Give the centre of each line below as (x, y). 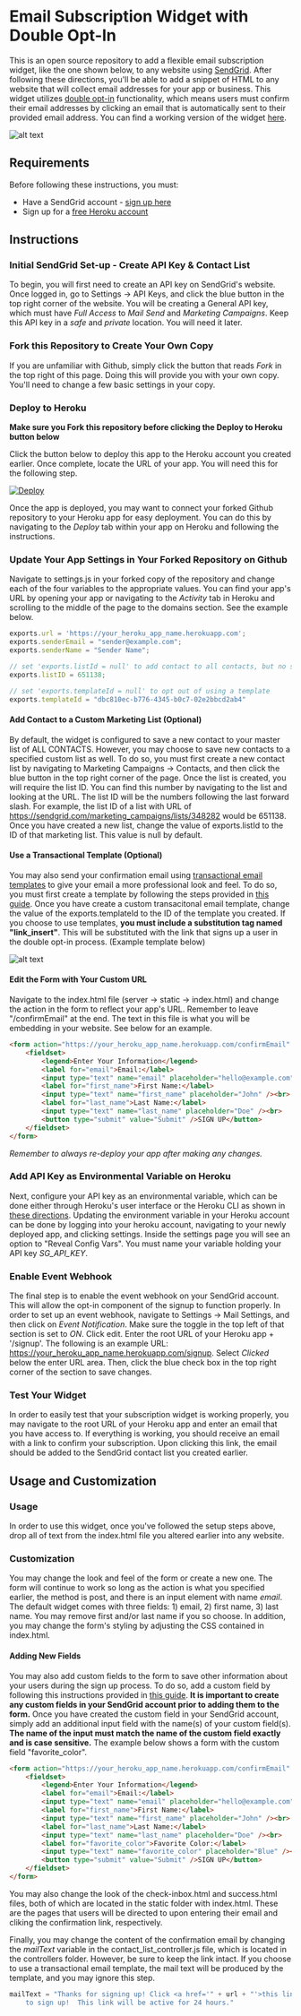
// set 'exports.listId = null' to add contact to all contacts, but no (148, 666)
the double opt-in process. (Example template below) (107, 942)
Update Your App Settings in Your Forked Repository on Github (149, 559)
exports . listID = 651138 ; (57, 675)
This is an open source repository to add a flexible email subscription (137, 60)
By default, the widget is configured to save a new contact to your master (145, 739)
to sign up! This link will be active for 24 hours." (130, 2003)
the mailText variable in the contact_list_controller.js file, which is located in (148, 1949)
